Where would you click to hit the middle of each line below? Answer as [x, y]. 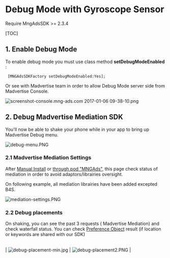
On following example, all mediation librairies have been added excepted [81, 184]
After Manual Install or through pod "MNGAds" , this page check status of [81, 168]
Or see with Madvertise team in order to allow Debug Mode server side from [85, 85]
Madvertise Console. [27, 91]
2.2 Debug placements [34, 212]
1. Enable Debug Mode [41, 49]
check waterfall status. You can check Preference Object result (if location [83, 229]
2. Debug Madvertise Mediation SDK [64, 117]
